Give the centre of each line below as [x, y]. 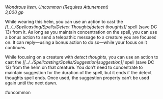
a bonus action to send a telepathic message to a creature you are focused [81, 37]
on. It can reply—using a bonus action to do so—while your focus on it [76, 42]
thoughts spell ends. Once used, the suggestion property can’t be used [77, 78]
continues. [16, 48]
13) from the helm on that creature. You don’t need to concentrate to [74, 67]
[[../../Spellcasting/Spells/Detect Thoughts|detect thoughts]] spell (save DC [81, 27]
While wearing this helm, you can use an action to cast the [64, 22]
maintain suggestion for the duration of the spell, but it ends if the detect [79, 72]
